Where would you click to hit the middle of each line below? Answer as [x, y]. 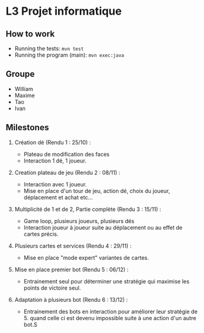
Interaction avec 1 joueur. [55, 184]
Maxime [24, 95]
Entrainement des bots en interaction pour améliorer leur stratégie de [111, 311]
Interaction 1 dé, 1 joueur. [55, 161]
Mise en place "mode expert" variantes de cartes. [86, 257]
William [24, 89]
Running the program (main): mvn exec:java [69, 55]
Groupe [20, 74]
